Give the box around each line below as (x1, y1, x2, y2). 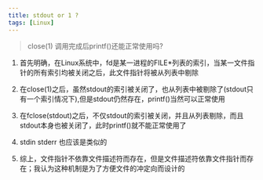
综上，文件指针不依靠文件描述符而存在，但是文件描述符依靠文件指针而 (19, 153, 247, 163)
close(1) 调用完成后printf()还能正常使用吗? (27, 41, 163, 51)
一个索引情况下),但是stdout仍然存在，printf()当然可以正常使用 (26, 94, 225, 103)
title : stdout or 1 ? (8, 11, 79, 20)
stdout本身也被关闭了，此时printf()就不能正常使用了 (19, 121, 187, 130)
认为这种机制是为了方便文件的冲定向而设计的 (40, 164, 185, 173)
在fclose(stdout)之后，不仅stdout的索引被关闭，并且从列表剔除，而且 (19, 110, 244, 120)
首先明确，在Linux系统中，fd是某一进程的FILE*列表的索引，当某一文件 (19, 58, 249, 67)
